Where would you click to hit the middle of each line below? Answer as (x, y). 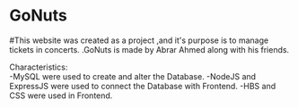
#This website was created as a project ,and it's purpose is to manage (139, 40)
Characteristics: (39, 67)
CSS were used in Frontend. (61, 96)
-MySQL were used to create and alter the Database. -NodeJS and (133, 76)
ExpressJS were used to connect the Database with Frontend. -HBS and (143, 86)
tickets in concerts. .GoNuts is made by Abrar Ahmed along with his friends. (149, 49)
